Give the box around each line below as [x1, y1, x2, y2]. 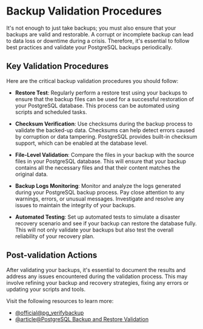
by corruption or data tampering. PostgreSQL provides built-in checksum [15, 133, 198, 140]
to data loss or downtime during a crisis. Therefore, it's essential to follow [6, 37, 190, 44]
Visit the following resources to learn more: [6, 297, 114, 304]
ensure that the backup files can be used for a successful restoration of [15, 95, 195, 102]
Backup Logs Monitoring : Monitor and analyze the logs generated [15, 182, 181, 189]
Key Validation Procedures [6, 61, 109, 71]
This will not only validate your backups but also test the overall [15, 226, 174, 233]
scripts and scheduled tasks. [15, 108, 87, 116]
